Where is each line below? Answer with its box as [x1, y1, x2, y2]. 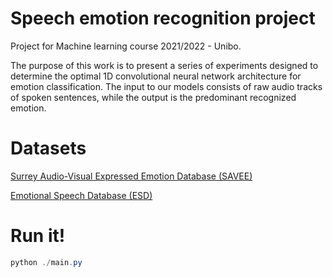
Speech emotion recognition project [10, 7, 316, 30]
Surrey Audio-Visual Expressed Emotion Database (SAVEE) [10, 170, 253, 182]
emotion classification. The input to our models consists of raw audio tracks [10, 80, 323, 92]
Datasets [10, 137, 87, 160]
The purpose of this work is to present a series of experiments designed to [10, 59, 319, 71]
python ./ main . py [10, 257, 83, 267]
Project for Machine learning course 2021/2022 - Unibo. [10, 40, 242, 52]
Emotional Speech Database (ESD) [10, 189, 153, 201]
